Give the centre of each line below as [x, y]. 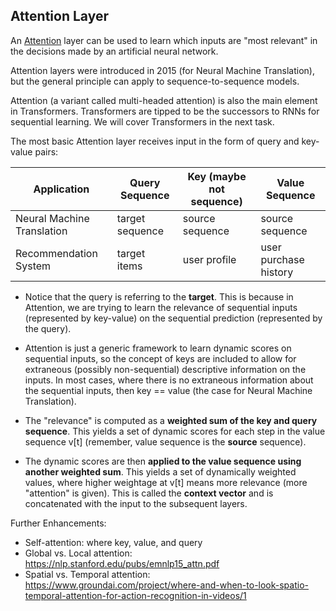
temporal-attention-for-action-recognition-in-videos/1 [135, 595]
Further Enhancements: [58, 523]
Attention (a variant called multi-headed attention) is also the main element [164, 100]
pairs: [46, 151]
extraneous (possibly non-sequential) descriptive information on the [165, 369]
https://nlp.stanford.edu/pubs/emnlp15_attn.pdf [122, 563]
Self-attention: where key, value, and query [113, 542]
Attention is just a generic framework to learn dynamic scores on [158, 348]
